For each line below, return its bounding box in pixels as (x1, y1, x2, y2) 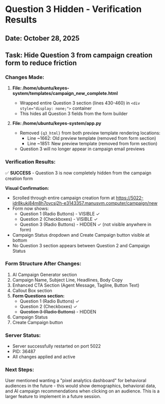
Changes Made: (5, 73, 45, 80)
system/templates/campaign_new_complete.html (12, 90, 118, 96)
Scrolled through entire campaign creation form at (12, 195, 115, 201)
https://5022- (116, 195, 144, 201)
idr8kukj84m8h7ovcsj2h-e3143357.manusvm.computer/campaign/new (12, 200, 158, 206)
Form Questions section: (12, 293, 65, 299)
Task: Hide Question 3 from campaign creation (5, 51, 153, 59)
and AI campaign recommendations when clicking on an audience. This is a (5, 388, 160, 394)
